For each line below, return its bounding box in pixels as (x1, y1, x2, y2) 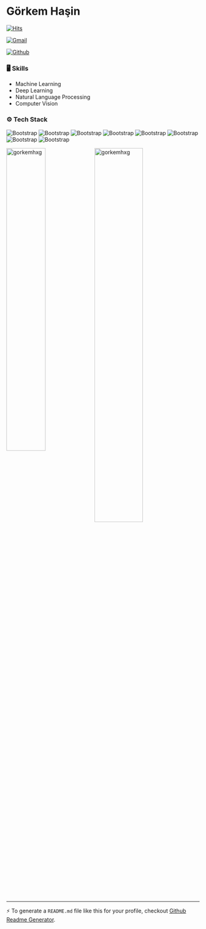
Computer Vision (15, 100, 58, 107)
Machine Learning (15, 80, 61, 88)
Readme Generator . (6, 916, 56, 923)
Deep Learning (15, 87, 53, 94)
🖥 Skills (6, 64, 29, 72)
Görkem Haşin (6, 4, 81, 18)
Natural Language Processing (15, 93, 91, 101)
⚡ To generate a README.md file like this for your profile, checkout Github (6, 907, 186, 914)
